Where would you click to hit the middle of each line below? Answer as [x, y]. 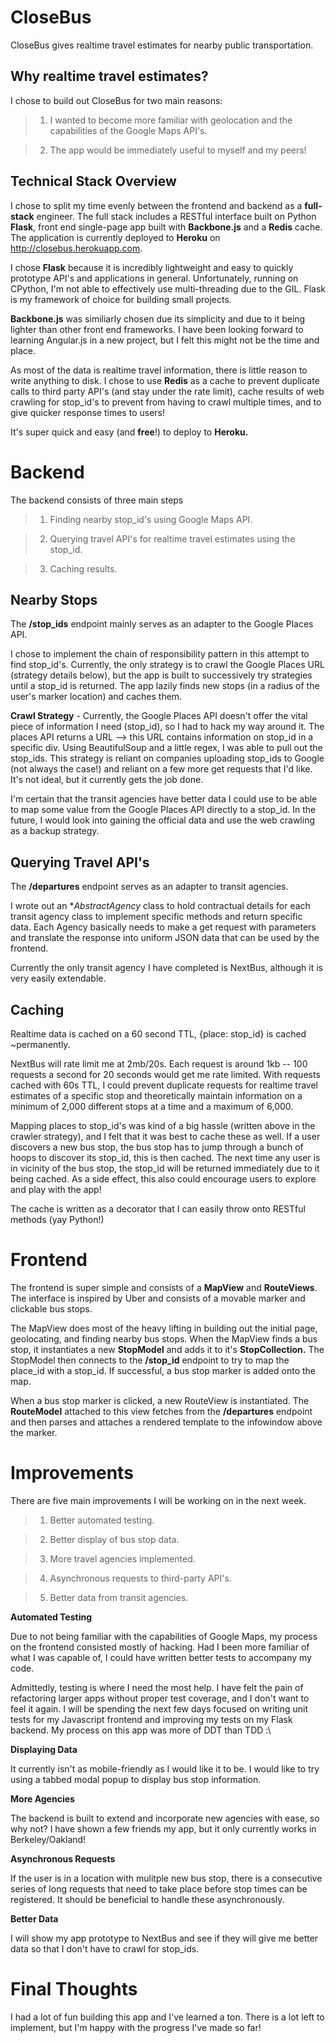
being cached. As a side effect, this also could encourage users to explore [163, 1178]
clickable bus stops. [51, 1308]
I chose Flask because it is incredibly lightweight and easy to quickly [152, 267]
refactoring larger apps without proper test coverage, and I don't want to [160, 1698]
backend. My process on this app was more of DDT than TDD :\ [141, 1730]
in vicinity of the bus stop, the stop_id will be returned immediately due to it [165, 1168]
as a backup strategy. [55, 831]
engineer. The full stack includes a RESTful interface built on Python [176, 216]
